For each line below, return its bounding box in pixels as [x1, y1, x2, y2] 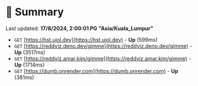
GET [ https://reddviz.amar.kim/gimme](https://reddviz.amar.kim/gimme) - [14, 55, 191, 62]
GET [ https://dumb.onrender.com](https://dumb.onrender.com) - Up [14, 67, 178, 74]
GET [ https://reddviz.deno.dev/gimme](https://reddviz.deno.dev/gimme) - [14, 42, 193, 49]
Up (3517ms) [14, 48, 46, 55]
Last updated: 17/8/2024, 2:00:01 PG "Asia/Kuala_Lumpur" [5, 25, 154, 32]
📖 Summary [5, 5, 64, 19]
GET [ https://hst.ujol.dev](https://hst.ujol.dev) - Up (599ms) [14, 36, 158, 43]
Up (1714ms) [14, 61, 45, 68]
